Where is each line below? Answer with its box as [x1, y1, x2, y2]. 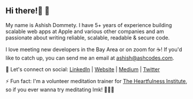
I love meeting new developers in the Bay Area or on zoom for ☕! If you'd [5, 45, 182, 53]
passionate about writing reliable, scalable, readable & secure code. [5, 34, 170, 41]
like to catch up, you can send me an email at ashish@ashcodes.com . [5, 54, 174, 61]
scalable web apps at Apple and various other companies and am [5, 28, 164, 35]
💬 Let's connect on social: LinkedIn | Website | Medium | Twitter [5, 65, 160, 72]
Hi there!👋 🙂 [5, 6, 50, 16]
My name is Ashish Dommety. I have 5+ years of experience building [5, 21, 172, 28]
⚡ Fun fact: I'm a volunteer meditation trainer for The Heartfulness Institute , [5, 77, 188, 84]
